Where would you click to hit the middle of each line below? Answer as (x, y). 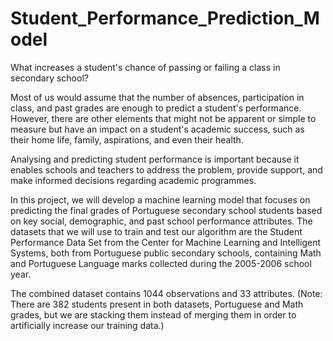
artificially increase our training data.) (87, 325)
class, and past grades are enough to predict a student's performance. (156, 108)
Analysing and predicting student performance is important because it (155, 159)
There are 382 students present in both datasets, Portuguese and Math (157, 304)
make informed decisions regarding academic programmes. (133, 180)
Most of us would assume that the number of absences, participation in (157, 97)
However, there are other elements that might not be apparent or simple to (163, 118)
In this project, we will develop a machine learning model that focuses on (160, 199)
